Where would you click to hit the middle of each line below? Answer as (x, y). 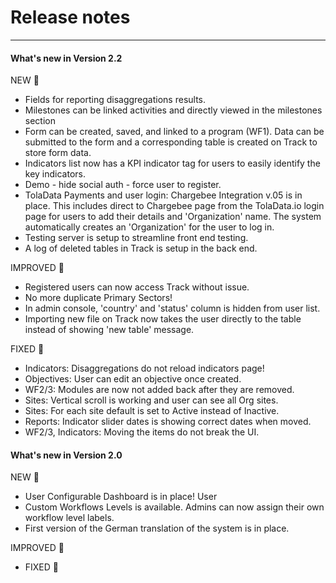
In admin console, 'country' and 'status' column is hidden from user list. (172, 308)
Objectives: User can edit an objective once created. (133, 379)
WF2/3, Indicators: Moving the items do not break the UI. (142, 432)
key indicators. (55, 174)
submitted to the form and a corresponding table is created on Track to (171, 142)
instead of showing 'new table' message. (109, 330)
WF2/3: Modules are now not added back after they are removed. (159, 390)
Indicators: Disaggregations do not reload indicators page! (144, 368)
